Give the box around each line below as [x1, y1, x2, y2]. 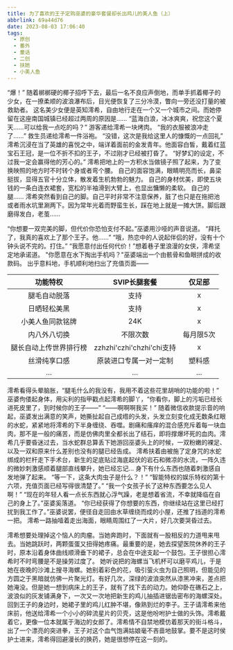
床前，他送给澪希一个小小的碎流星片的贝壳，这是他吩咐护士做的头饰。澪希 [7, 608, 220, 617]
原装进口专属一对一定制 [96, 355, 173, 365]
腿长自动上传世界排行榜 [10, 343, 88, 352]
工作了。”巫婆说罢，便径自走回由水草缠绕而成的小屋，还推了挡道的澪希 [25, 507, 226, 515]
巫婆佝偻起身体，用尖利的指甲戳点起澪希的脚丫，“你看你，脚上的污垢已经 [7, 395, 217, 403]
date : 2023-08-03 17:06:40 [7, 23, 85, 30]
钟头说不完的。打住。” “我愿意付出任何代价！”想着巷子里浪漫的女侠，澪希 [7, 241, 215, 250]
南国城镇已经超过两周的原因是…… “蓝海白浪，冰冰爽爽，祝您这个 [31, 114, 217, 122]
